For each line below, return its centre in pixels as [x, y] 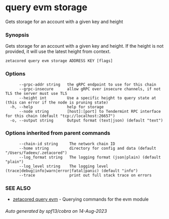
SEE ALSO [18, 188]
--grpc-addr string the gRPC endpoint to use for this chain [88, 84]
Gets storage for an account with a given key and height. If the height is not [84, 46]
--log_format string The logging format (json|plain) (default [90, 157]
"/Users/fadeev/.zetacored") [36, 153]
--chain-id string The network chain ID [67, 144]
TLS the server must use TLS [36, 93]
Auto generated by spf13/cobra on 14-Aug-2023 [56, 211]
